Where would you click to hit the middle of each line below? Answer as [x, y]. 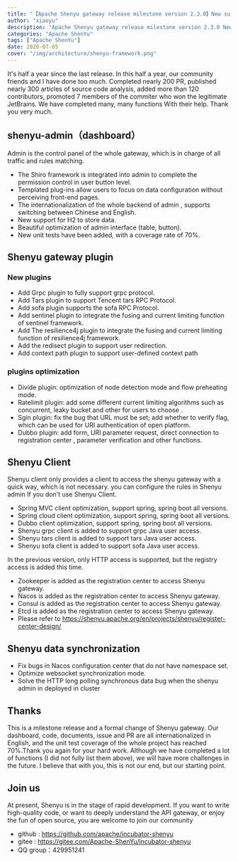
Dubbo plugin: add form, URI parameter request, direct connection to [118, 432]
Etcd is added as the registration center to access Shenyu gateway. [116, 611]
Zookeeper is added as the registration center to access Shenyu [111, 581]
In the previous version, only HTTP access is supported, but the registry [112, 560]
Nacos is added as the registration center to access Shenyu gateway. [119, 596]
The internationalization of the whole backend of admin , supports [114, 205]
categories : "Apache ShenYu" [50, 34]
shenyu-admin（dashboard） [74, 136]
